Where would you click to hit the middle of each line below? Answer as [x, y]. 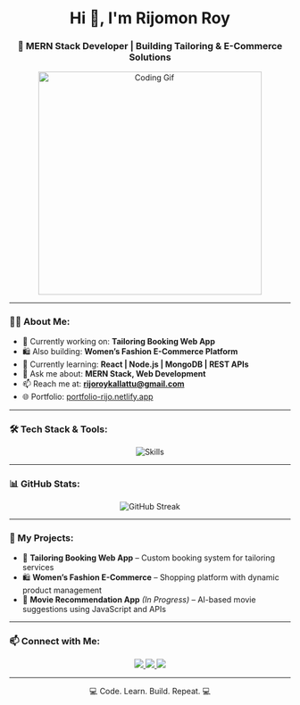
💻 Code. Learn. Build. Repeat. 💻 [150, 691]
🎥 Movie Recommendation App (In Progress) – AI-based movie [139, 599]
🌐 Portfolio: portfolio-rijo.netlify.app [87, 396]
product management [62, 590]
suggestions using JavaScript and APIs [94, 609]
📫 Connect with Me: [55, 641]
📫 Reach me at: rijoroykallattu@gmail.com [103, 384]
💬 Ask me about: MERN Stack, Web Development [114, 373]
